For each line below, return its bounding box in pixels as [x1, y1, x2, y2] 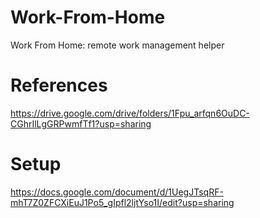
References [10, 74, 108, 97]
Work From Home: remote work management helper [10, 39, 225, 51]
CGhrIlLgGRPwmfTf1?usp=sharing [10, 117, 152, 130]
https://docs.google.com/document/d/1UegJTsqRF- [10, 186, 224, 198]
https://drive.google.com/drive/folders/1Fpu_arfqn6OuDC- [10, 107, 250, 119]
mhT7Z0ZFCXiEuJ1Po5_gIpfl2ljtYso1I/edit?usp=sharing [10, 196, 235, 208]
